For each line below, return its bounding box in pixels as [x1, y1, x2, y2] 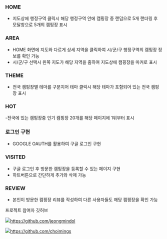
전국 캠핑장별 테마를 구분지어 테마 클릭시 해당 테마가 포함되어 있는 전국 [12, 83, 150, 89]
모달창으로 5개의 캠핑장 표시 [12, 21, 67, 28]
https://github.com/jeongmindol [10, 218, 76, 224]
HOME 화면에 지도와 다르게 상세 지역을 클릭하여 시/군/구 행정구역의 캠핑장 [12, 46, 157, 52]
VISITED [5, 153, 26, 160]
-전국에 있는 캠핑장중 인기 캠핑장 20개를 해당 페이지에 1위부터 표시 [5, 115, 134, 121]
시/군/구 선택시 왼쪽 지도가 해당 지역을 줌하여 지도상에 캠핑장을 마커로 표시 [12, 59, 157, 65]
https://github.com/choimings [10, 228, 71, 234]
